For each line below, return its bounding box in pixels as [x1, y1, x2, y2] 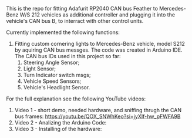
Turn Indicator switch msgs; [23, 72, 91, 78]
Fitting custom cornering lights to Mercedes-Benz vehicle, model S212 [14, 41, 185, 47]
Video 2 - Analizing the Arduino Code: [14, 119, 107, 126]
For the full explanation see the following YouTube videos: [6, 95, 146, 102]
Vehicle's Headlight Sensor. [23, 84, 90, 90]
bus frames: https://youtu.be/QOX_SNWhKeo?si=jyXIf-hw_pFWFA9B [14, 113, 181, 120]
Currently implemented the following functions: [6, 29, 120, 36]
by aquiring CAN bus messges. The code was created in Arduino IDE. [14, 46, 183, 53]
